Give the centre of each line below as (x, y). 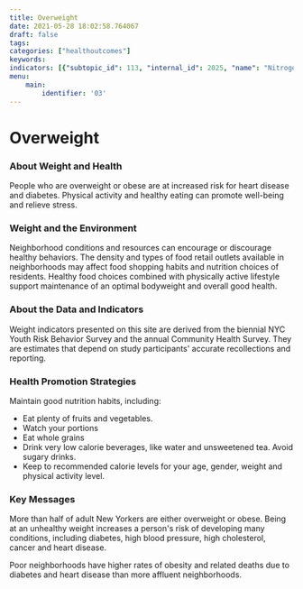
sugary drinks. (49, 456)
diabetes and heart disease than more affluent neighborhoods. (125, 575)
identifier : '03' (74, 93)
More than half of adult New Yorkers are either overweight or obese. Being (148, 519)
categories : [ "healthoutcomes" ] (70, 51)
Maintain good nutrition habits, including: (85, 400)
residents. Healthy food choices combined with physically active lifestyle (145, 277)
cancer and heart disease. (58, 548)
